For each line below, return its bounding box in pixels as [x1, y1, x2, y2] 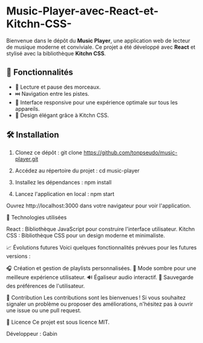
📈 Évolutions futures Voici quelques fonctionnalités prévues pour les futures [6, 244, 197, 251]
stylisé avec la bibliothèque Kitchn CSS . [6, 49, 106, 57]
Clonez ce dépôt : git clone [14, 149, 83, 156]
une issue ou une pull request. [6, 306, 82, 314]
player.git [14, 155, 39, 162]
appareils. [14, 105, 40, 112]
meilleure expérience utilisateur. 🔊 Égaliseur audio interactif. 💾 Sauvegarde [6, 273, 194, 281]
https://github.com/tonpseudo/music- [83, 149, 178, 156]
